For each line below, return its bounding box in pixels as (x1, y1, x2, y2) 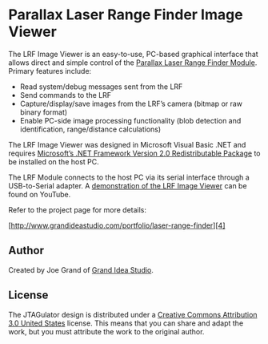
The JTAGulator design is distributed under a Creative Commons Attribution (8, 310, 258, 319)
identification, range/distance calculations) (19, 124, 162, 134)
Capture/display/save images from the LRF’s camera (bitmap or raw (19, 99, 242, 108)
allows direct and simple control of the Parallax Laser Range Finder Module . (8, 58, 258, 67)
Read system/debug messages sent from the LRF (19, 82, 183, 91)
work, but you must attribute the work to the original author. (8, 326, 205, 336)
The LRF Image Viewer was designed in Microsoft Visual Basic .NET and (8, 140, 246, 149)
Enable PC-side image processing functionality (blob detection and (19, 115, 242, 125)
